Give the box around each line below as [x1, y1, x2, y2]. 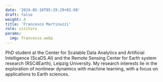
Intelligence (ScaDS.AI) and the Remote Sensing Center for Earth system [5, 55, 157, 61]
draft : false [5, 12, 33, 17]
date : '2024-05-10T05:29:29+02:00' [5, 7, 80, 13]
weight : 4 [5, 17, 26, 22]
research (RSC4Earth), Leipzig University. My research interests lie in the [5, 60, 158, 66]
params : [5, 31, 22, 36]
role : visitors [5, 26, 37, 31]
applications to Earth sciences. [5, 71, 69, 77]
